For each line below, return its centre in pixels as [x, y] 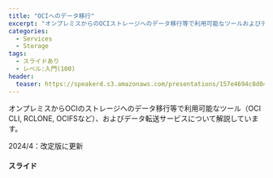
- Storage [32, 46]
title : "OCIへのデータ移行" [52, 16]
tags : [17, 54]
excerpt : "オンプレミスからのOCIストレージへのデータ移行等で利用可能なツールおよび [135, 24]
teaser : [29, 84]
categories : [28, 31]
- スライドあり [38, 62]
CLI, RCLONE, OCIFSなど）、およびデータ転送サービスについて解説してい [130, 118]
